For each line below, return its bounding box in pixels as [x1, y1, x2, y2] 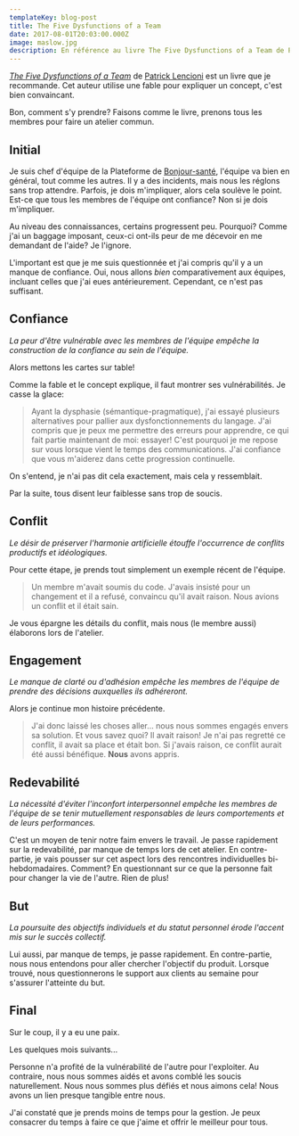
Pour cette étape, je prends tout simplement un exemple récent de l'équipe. [9, 564, 287, 575]
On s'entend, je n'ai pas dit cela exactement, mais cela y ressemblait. [9, 470, 263, 482]
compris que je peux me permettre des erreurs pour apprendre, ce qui [30, 424, 289, 435]
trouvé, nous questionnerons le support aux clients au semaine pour [9, 968, 260, 978]
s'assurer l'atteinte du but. [9, 977, 106, 988]
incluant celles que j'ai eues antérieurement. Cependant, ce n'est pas [9, 276, 263, 286]
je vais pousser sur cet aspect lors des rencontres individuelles [35, 853, 267, 865]
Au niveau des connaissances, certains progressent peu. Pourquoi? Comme [9, 220, 287, 232]
